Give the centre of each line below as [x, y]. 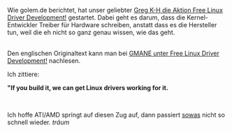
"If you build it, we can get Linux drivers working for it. [88, 88]
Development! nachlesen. [44, 61]
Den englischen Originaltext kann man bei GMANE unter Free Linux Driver [114, 53]
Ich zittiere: [23, 74]
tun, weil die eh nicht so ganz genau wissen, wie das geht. [91, 32]
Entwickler [22, 25]
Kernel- [197, 17]
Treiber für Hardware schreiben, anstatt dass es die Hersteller [128, 25]
